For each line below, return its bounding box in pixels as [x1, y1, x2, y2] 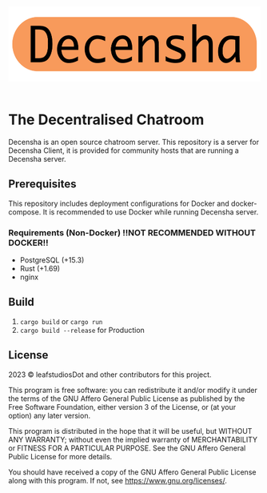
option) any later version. [8, 411, 90, 420]
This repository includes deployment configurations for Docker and [8, 198, 229, 208]
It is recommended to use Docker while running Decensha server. [42, 206, 259, 217]
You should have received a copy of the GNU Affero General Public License [8, 467, 257, 477]
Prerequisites [8, 178, 77, 191]
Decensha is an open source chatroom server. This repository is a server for [8, 137, 260, 146]
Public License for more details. [8, 451, 113, 461]
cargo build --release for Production [19, 325, 145, 335]
